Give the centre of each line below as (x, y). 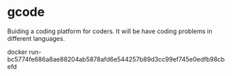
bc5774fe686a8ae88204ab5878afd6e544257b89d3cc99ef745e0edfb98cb (116, 59)
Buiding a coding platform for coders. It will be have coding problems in (110, 31)
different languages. (36, 38)
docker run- (24, 52)
